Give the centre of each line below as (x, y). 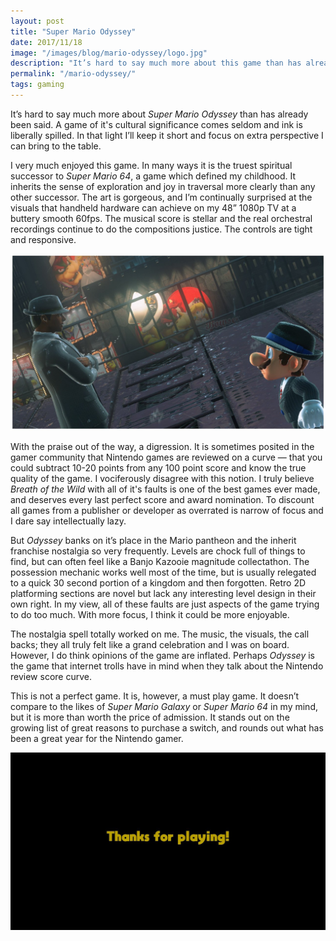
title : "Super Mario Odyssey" (73, 31)
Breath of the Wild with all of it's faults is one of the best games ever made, (165, 489)
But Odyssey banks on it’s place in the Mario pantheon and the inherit (153, 541)
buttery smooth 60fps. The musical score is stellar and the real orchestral (161, 218)
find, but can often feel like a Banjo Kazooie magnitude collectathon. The (160, 562)
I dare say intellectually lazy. (68, 521)
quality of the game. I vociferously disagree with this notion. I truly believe (162, 479)
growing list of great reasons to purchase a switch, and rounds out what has (167, 728)
